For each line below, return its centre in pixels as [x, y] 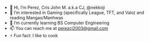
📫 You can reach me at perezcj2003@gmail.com [59, 28]
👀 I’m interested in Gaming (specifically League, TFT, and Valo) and [77, 13]
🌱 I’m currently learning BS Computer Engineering [59, 23]
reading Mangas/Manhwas [36, 18]
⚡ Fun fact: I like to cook [34, 35]
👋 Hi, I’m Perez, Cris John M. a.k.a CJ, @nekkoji [57, 7]
